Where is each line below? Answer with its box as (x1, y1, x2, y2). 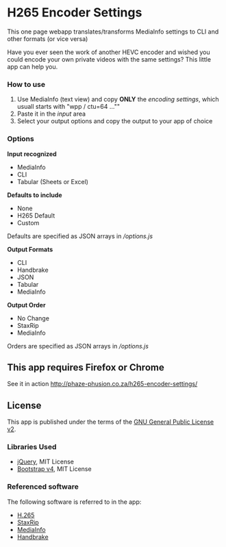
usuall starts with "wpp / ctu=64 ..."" (16, 103, 120, 111)
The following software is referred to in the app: (7, 498, 142, 506)
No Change (16, 314, 50, 322)
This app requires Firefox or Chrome (7, 361, 164, 373)
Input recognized (7, 149, 57, 158)
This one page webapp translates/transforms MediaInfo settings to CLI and (7, 27, 219, 36)
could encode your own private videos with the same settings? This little (7, 55, 211, 63)
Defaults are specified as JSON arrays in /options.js (7, 231, 153, 240)
